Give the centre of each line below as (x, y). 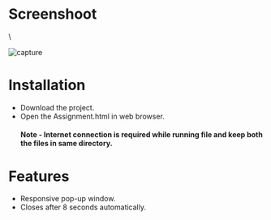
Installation (47, 85)
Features (39, 176)
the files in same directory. (66, 144)
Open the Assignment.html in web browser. (92, 116)
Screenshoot (53, 14)
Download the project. (57, 107)
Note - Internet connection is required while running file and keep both (142, 135)
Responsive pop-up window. (68, 199)
